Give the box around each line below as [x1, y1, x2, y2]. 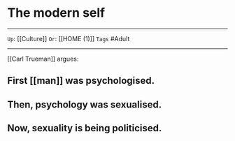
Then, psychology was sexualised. [7, 98, 162, 110]
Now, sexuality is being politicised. [7, 122, 162, 134]
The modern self [7, 5, 106, 21]
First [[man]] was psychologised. [7, 75, 155, 87]
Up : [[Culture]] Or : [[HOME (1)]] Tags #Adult [7, 34, 130, 43]
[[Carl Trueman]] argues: [7, 54, 79, 63]
